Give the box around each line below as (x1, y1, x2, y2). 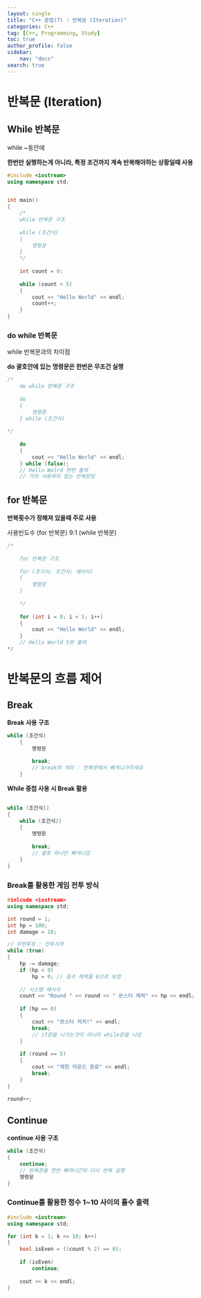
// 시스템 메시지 (19, 986, 61, 993)
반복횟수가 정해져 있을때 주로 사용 (7, 514, 97, 522)
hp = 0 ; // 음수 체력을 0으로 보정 (32, 973, 122, 980)
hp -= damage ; (19, 960, 60, 968)
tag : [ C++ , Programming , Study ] (7, 29, 100, 37)
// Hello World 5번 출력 (19, 639, 87, 646)
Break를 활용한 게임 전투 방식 (7, 880, 99, 890)
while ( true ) (7, 948, 45, 955)
